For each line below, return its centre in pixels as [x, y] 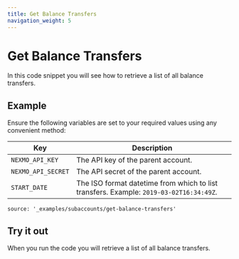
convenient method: [37, 131]
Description [152, 148]
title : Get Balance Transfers [52, 14]
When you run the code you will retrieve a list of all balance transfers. [109, 248]
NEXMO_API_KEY [35, 160]
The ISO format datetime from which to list [147, 183]
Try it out [28, 231]
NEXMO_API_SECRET [40, 172]
